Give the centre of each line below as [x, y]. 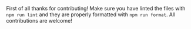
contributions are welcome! [39, 21]
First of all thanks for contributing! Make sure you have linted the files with [96, 8]
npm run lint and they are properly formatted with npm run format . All [91, 14]
